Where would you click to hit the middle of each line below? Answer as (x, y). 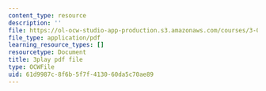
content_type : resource (47, 15)
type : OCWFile (32, 67)
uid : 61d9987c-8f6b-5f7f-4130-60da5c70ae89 (81, 74)
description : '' (35, 23)
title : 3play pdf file (46, 60)
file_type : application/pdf (55, 38)
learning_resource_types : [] (56, 45)
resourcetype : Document (47, 52)
